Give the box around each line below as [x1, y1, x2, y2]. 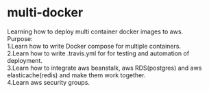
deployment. [7, 56, 42, 64]
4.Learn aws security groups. [7, 78, 90, 86]
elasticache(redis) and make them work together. [7, 70, 146, 79]
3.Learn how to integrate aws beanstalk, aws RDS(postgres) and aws [7, 64, 202, 72]
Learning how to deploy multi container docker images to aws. [7, 27, 184, 36]
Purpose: [7, 34, 33, 42]
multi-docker [7, 5, 84, 21]
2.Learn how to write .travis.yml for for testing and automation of [7, 49, 190, 57]
